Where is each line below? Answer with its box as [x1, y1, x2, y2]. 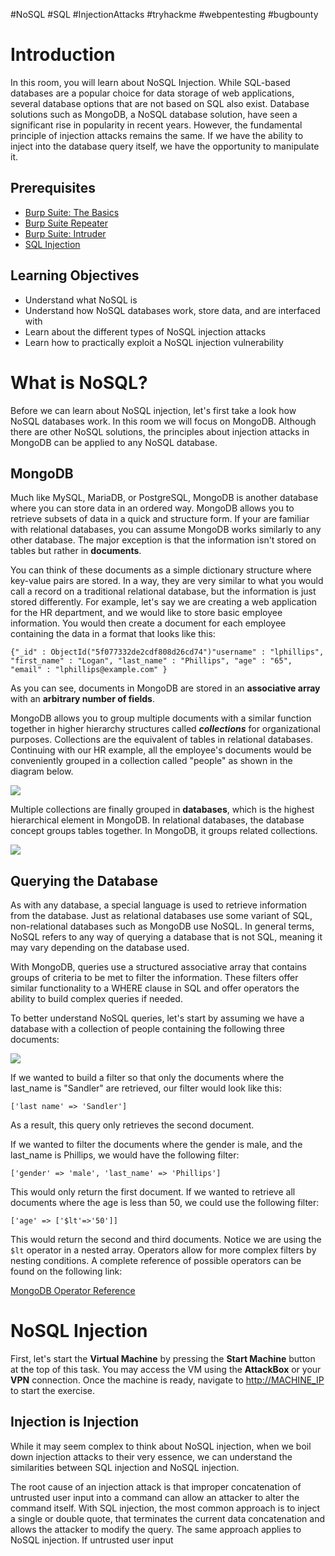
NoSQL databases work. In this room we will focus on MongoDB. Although [10, 415, 317, 427]
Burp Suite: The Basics [24, 206, 120, 218]
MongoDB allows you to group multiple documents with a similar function [10, 712, 312, 724]
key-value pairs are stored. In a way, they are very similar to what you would [10, 575, 324, 587]
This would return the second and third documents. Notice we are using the [10, 1234, 322, 1246]
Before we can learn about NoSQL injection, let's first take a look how [10, 404, 297, 416]
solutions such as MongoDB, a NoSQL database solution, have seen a [10, 108, 298, 120]
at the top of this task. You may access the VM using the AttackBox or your [10, 1364, 322, 1376]
